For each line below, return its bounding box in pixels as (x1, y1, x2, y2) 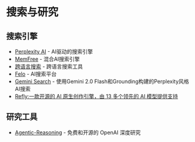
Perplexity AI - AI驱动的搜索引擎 (14, 48, 93, 55)
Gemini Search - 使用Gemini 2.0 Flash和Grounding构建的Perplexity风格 (14, 78, 189, 85)
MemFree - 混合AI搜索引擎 (14, 55, 80, 63)
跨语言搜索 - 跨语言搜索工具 (14, 63, 83, 70)
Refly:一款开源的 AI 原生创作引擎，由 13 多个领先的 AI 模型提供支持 (14, 93, 178, 100)
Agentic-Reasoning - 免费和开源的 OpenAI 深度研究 (14, 129, 141, 136)
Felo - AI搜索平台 (14, 70, 57, 78)
